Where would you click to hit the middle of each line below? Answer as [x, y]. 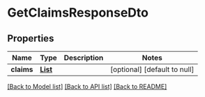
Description [84, 58]
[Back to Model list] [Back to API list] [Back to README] [87, 87]
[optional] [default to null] [152, 69]
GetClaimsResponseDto [78, 13]
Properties [31, 38]
